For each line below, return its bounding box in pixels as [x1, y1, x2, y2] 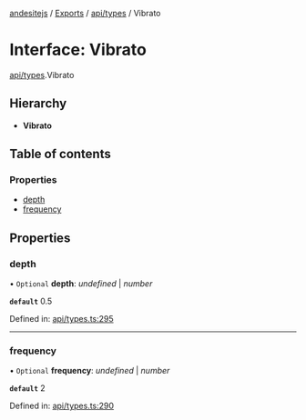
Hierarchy [9, 95, 67, 112]
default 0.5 [9, 295, 53, 307]
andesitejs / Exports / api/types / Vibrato [9, 8, 161, 18]
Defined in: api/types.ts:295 [9, 314, 114, 325]
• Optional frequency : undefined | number [9, 365, 170, 376]
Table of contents [9, 146, 111, 162]
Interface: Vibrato [9, 40, 148, 60]
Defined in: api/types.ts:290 [9, 400, 115, 412]
